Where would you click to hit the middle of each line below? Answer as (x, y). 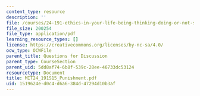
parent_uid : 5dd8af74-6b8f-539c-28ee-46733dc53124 (70, 67)
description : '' (26, 17)
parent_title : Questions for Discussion (57, 56)
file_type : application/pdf (41, 34)
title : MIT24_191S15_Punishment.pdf (51, 78)
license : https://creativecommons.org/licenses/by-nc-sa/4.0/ (85, 45)
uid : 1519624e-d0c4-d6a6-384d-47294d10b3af (61, 84)
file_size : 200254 (29, 28)
